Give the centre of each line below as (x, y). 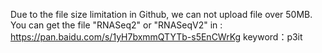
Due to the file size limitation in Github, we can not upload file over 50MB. (161, 14)
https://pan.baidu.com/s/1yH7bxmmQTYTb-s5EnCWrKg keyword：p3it (156, 37)
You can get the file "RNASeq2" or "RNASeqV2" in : (116, 25)
